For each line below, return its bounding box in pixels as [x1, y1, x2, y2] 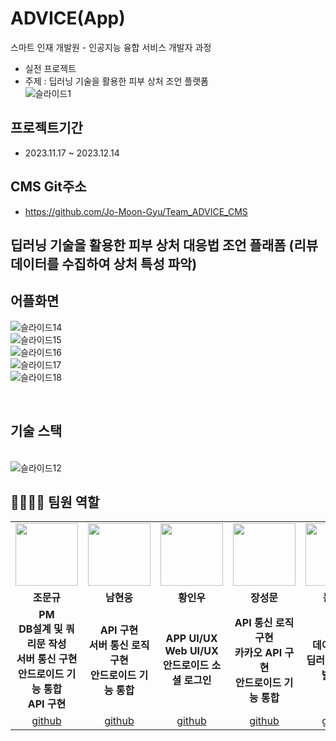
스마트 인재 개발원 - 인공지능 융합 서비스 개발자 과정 [10, 41, 212, 53]
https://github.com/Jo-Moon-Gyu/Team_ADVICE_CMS [24, 205, 248, 217]
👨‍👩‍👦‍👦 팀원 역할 [10, 493, 100, 511]
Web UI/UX [164, 644, 219, 658]
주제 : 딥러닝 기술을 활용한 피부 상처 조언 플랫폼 [24, 75, 209, 87]
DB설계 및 [18, 622, 63, 636]
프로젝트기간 [10, 120, 83, 137]
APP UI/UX [165, 632, 218, 646]
